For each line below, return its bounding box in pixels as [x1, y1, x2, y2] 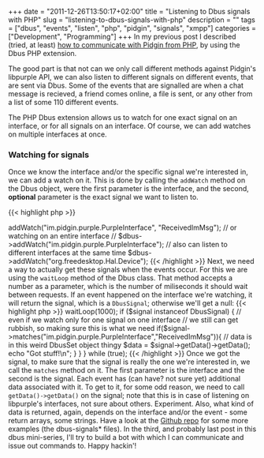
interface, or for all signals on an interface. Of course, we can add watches [8, 122, 251, 130]
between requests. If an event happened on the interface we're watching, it [8, 290, 253, 299]
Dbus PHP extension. [8, 49, 77, 58]
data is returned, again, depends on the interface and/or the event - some [8, 407, 248, 417]
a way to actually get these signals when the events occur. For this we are [8, 265, 248, 275]
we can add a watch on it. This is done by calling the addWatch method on [8, 175, 246, 185]
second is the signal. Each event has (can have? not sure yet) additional [8, 374, 241, 384]
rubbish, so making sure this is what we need [8, 324, 155, 333]
